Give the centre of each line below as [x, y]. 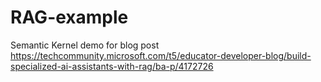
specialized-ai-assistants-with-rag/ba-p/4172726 [112, 66]
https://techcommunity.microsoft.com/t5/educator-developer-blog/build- [161, 55]
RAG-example [69, 17]
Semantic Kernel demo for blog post [85, 45]
